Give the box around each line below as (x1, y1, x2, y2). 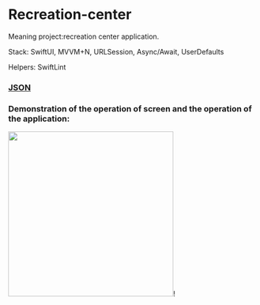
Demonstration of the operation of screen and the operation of (8, 103, 252, 114)
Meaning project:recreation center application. (8, 32, 160, 41)
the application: (8, 113, 70, 124)
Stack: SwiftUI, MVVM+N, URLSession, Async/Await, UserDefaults (8, 47, 224, 56)
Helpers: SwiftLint (8, 62, 66, 72)
